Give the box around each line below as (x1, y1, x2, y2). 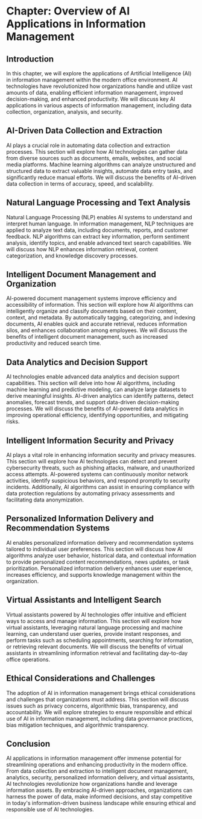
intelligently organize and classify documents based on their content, (6, 307, 178, 315)
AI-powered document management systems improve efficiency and (6, 295, 177, 302)
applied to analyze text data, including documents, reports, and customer (6, 226, 188, 233)
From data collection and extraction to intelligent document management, (6, 767, 189, 775)
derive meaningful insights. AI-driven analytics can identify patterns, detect (6, 392, 194, 400)
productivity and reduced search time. (6, 339, 101, 347)
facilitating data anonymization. (6, 496, 84, 504)
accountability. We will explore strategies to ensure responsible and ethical (6, 708, 192, 715)
